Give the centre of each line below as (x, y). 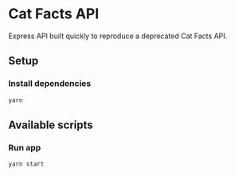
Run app (25, 147)
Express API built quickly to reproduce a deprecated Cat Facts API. (118, 36)
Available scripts (51, 125)
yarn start (26, 164)
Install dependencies (50, 84)
